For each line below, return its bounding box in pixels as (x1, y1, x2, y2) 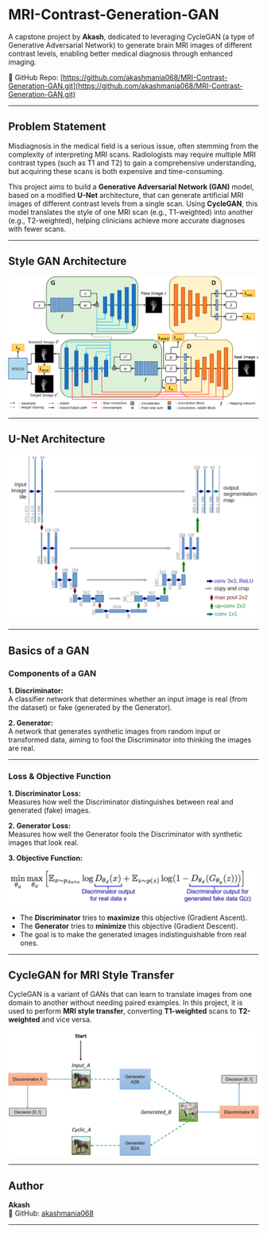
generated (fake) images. (8, 805, 91, 816)
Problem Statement (8, 120, 106, 134)
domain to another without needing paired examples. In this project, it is (8, 998, 243, 1007)
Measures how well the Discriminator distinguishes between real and (8, 797, 234, 807)
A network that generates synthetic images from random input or (8, 726, 221, 736)
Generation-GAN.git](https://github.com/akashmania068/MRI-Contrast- (8, 81, 243, 91)
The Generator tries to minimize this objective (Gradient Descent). (19, 921, 238, 931)
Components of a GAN (8, 668, 97, 679)
